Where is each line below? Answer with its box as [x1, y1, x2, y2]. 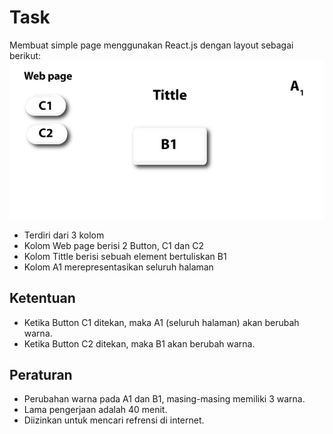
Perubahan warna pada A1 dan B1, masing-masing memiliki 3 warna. [23, 393, 306, 405]
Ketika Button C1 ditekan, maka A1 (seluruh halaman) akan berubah [23, 316, 300, 328]
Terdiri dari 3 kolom [23, 229, 105, 241]
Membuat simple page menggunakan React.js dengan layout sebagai [9, 39, 294, 51]
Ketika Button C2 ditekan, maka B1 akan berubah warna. [23, 337, 256, 350]
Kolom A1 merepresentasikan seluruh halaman [23, 261, 214, 273]
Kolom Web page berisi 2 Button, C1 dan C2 [23, 239, 205, 251]
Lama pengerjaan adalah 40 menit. [23, 404, 168, 416]
